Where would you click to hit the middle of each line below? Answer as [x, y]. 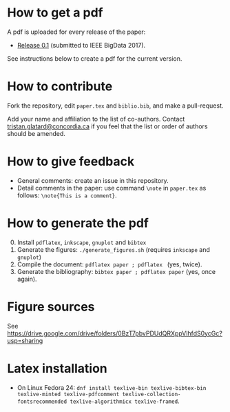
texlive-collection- [151, 394]
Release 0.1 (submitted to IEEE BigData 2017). [81, 45]
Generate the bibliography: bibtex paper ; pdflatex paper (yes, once [116, 271]
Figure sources [51, 307]
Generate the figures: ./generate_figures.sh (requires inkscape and [113, 249]
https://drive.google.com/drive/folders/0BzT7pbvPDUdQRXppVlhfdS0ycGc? [115, 333]
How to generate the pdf [78, 223]
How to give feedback [71, 162]
